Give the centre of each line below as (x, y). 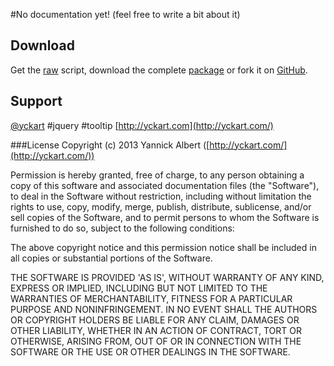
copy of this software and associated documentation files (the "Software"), (165, 185)
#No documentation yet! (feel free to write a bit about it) (125, 14)
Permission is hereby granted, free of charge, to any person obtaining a (157, 175)
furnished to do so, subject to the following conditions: (122, 228)
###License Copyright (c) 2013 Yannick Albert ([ (110, 145)
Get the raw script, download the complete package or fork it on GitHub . (159, 70)
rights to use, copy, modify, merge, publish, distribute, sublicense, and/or (161, 206)
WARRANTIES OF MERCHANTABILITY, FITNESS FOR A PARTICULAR (151, 298)
